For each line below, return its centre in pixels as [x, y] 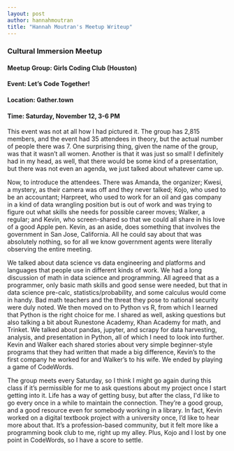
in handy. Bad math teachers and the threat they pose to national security [113, 300]
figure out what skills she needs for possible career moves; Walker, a [106, 212]
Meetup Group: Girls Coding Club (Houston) [72, 68]
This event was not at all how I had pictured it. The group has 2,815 [104, 132]
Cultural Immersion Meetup [55, 51]
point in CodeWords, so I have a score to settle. [75, 440]
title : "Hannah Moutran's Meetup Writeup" [70, 27]
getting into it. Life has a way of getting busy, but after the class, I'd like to [114, 396]
